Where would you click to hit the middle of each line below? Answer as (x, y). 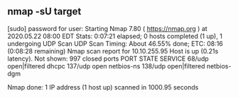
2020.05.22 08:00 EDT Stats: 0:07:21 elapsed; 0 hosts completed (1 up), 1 (115, 36)
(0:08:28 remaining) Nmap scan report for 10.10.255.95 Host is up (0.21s (113, 51)
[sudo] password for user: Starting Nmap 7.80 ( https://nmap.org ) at (107, 28)
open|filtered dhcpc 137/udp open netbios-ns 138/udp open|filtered (106, 66)
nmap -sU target (44, 12)
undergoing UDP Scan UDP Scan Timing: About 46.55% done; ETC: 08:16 (115, 43)
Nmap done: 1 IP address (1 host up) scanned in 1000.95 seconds (103, 87)
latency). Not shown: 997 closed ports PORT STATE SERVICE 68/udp (108, 59)
